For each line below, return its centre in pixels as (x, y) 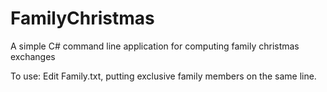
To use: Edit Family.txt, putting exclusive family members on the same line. (163, 76)
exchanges (33, 56)
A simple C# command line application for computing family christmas (155, 46)
